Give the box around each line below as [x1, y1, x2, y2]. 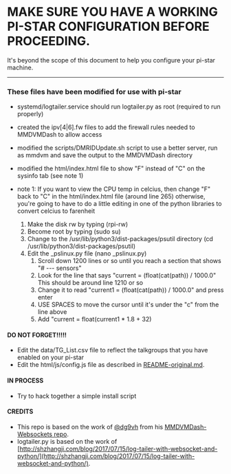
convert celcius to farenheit [16, 207, 96, 215]
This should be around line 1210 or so [37, 279, 143, 287]
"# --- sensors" [37, 264, 82, 272]
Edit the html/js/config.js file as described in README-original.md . [16, 361, 205, 369]
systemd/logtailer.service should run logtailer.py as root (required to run [16, 102, 221, 111]
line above [37, 308, 67, 316]
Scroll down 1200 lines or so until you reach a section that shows [37, 257, 221, 265]
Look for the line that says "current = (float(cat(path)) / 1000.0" [37, 271, 217, 280]
